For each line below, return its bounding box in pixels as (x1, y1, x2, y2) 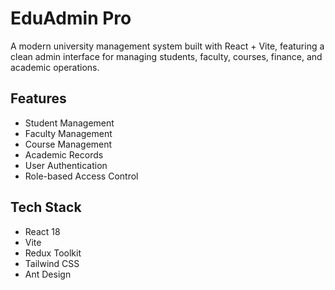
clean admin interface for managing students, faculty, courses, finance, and (10, 50, 323, 62)
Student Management (24, 117, 115, 129)
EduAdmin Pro (10, 7, 132, 30)
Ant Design (24, 268, 72, 280)
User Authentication (24, 159, 108, 171)
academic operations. (10, 61, 100, 73)
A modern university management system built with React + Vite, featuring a (10, 40, 325, 52)
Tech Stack (10, 199, 82, 216)
